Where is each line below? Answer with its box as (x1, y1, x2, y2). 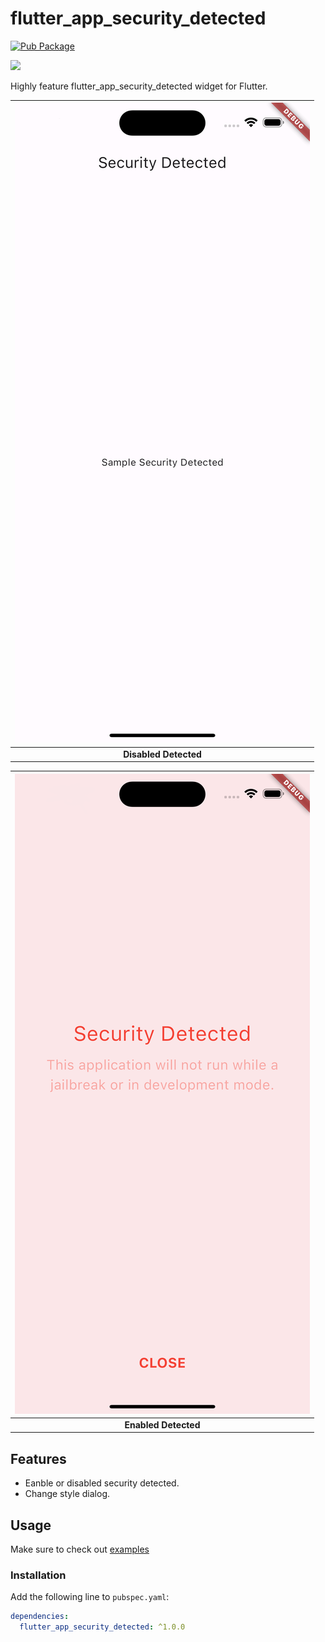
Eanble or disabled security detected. (24, 1477, 180, 1489)
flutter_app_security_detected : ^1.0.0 (19, 1622, 186, 1632)
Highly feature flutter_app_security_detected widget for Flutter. (10, 80, 268, 92)
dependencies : (10, 1612, 70, 1622)
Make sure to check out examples (10, 1543, 150, 1556)
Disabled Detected (123, 748, 202, 760)
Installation (10, 1568, 67, 1582)
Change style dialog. (24, 1488, 111, 1500)
